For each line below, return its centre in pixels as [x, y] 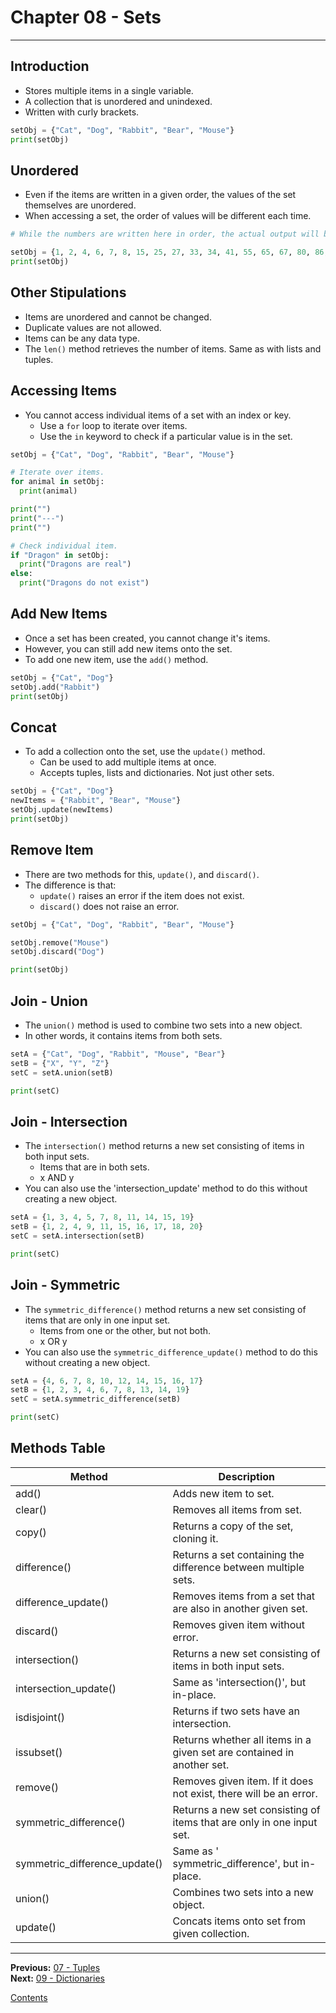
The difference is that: [70, 885]
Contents [29, 1997]
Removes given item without [238, 1624]
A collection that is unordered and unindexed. [118, 101]
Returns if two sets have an [236, 1711]
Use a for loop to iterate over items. [113, 425]
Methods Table [58, 1448]
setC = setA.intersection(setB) [77, 1236]
